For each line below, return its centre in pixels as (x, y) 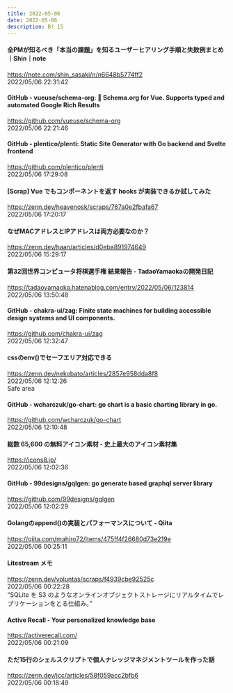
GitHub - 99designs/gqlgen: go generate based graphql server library (110, 483)
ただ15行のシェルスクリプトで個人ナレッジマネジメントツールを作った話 (111, 660)
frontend (20, 151)
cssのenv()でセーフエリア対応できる (60, 358)
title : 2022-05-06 (34, 14)
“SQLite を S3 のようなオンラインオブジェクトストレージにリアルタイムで (113, 595)
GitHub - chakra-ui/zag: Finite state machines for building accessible (109, 311)
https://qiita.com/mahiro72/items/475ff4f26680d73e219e (89, 539)
